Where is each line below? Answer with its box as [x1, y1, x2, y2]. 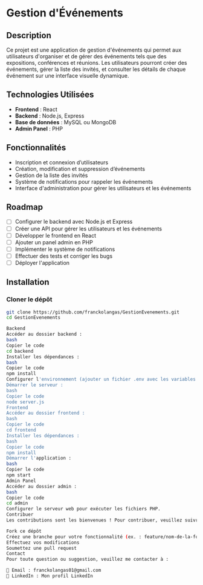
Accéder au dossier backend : [6, 331, 83, 338]
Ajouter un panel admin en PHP [14, 238, 94, 246]
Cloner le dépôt [6, 295, 53, 304]
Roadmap [6, 202, 43, 212]
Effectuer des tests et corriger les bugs [14, 252, 113, 259]
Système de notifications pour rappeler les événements [14, 178, 153, 185]
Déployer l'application [14, 259, 70, 266]
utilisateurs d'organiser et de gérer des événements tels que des [6, 53, 167, 60]
